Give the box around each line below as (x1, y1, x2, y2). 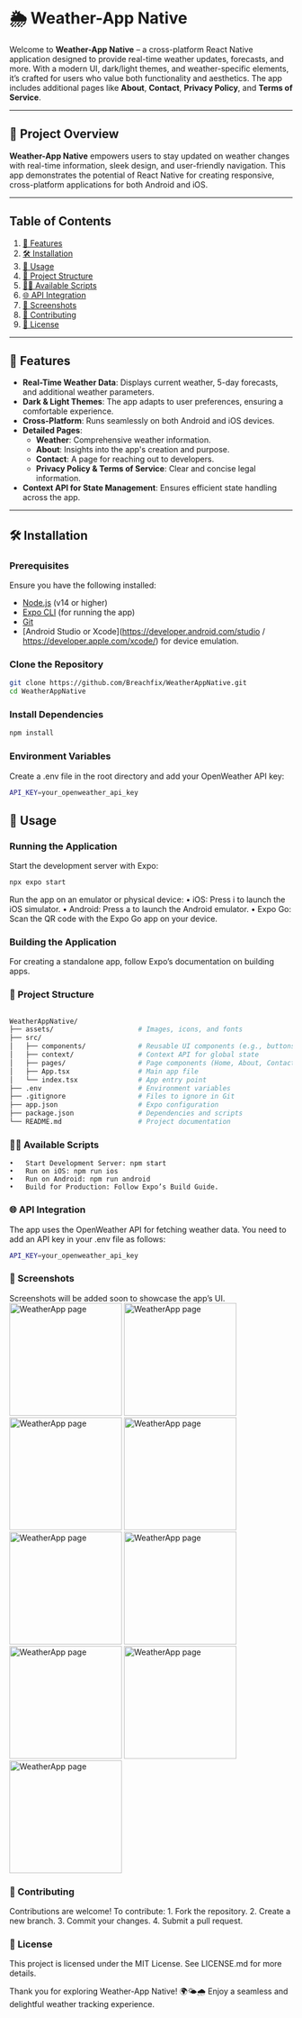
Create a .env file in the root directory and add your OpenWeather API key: (9, 771, 285, 781)
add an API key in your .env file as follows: (9, 1233, 166, 1245)
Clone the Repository (9, 658, 104, 671)
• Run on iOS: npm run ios (9, 1167, 119, 1176)
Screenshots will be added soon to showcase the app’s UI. (9, 1292, 226, 1303)
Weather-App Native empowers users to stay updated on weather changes (9, 151, 290, 161)
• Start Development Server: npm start (9, 1159, 167, 1168)
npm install (9, 728, 54, 738)
